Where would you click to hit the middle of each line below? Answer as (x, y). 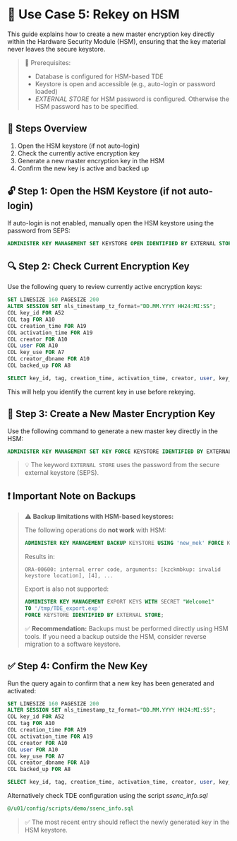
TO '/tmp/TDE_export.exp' (62, 608)
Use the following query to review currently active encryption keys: (105, 287)
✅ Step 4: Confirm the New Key (78, 666)
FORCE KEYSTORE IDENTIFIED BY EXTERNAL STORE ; (94, 615)
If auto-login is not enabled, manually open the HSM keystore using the (110, 223)
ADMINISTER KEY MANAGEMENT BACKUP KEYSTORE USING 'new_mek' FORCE (124, 543)
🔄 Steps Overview (47, 129)
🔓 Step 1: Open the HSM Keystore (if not (97, 191)
